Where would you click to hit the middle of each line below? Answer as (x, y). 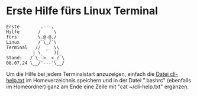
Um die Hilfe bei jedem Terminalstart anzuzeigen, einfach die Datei (88, 74)
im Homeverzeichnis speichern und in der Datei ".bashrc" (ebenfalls (108, 80)
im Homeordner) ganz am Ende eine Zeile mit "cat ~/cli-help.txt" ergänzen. (98, 87)
